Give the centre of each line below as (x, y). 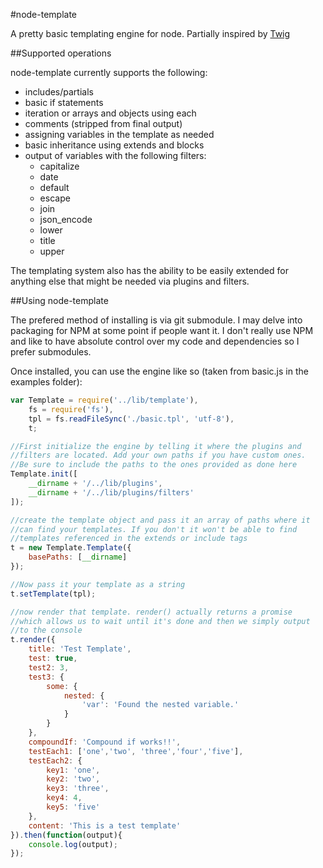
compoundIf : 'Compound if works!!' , (105, 742)
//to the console (46, 630)
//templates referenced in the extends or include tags (129, 539)
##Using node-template (59, 300)
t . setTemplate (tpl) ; (53, 594)
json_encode (66, 219)
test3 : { (46, 677)
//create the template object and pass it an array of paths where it (160, 520)
